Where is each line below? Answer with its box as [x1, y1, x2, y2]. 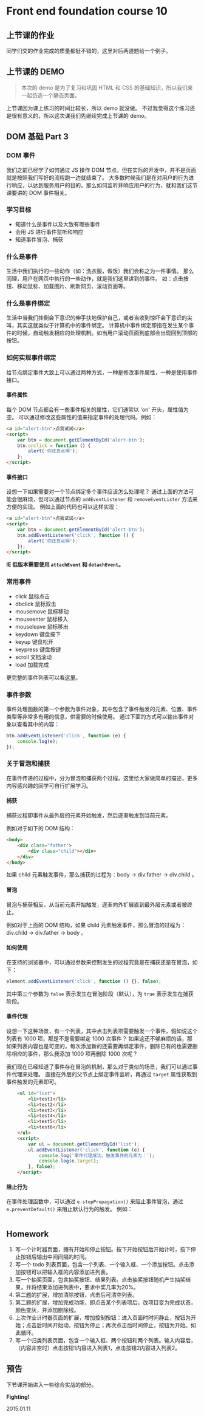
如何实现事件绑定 [6, 353, 56, 362]
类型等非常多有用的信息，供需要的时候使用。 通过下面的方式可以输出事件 [6, 712, 189, 720]
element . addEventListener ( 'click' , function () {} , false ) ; [6, 978, 162, 985]
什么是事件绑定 [6, 299, 50, 308]
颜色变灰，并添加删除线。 [15, 1306, 80, 1314]
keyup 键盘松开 [15, 638, 53, 645]
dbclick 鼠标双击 [15, 600, 56, 607]
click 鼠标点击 [15, 592, 50, 599]
